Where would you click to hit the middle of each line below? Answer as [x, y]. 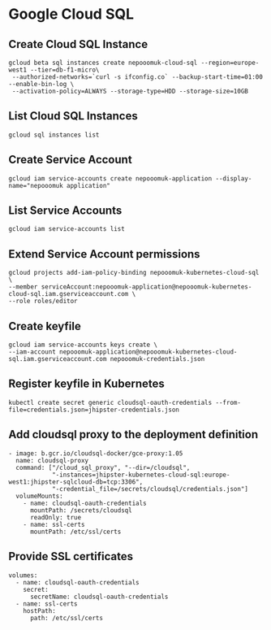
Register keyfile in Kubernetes [86, 384]
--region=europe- [230, 63]
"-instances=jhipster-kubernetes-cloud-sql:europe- [141, 475]
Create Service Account [70, 160]
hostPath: [40, 610]
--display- [234, 178]
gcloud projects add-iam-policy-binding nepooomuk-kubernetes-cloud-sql [134, 273]
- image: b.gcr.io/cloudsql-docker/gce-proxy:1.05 [96, 453]
